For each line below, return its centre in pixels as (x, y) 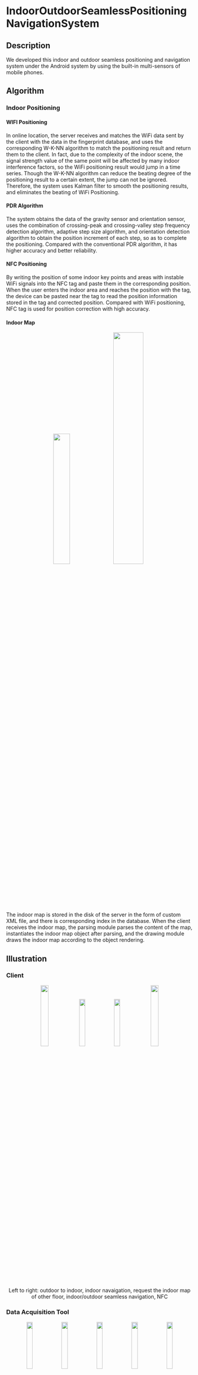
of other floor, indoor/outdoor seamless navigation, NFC (100, 1297)
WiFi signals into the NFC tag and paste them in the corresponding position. (99, 283)
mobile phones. (25, 72)
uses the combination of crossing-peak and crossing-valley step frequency (98, 225)
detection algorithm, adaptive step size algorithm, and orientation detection (98, 231)
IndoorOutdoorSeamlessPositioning (97, 11)
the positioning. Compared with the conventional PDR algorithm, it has (92, 244)
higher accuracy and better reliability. (52, 250)
